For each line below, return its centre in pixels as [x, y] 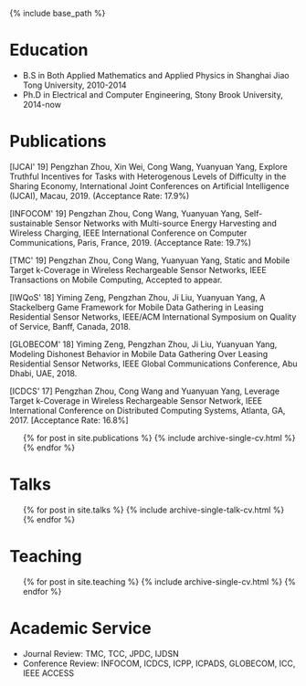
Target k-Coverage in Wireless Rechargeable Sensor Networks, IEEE [138, 269]
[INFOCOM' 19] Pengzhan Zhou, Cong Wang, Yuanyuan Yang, [126, 213]
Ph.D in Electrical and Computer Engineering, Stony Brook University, [153, 94]
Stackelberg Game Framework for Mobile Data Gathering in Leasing [137, 307]
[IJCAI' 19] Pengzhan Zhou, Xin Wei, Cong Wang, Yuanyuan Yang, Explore [148, 166]
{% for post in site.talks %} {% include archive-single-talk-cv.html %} [153, 510]
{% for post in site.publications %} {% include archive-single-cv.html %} [159, 438]
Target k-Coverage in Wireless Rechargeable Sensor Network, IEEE [136, 400]
